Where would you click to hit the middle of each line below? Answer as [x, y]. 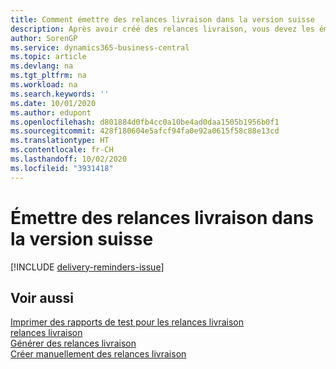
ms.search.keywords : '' [60, 94]
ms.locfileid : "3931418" [62, 168]
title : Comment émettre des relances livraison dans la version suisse [162, 19]
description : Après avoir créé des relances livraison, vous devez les [162, 29]
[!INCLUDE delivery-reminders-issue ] [87, 267]
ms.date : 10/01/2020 [53, 103]
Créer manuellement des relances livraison [98, 354]
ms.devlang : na [42, 66]
